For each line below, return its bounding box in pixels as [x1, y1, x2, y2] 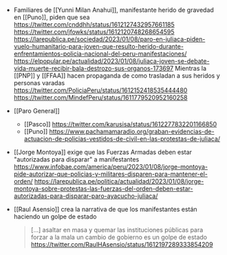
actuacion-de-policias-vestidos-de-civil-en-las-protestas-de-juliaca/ [23, 135, 221, 143]
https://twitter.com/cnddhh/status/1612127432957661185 [13, 21, 175, 28]
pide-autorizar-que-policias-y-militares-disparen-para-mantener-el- [13, 170, 208, 178]
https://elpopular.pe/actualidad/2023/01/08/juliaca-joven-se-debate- [13, 57, 210, 65]
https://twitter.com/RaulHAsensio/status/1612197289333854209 [30, 241, 213, 248]
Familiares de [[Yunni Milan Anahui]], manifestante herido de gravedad [13, 6, 215, 14]
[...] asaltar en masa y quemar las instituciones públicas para [30, 226, 204, 234]
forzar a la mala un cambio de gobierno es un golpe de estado [30, 233, 208, 241]
